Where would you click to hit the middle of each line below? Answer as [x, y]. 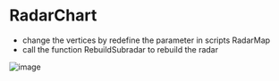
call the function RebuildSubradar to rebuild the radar [120, 49]
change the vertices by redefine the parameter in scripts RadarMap [146, 40]
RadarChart [53, 16]
